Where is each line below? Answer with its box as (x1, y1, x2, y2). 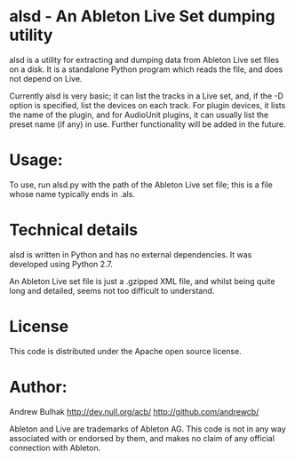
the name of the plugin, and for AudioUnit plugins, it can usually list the (9, 109, 269, 120)
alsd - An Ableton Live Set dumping (9, 6, 275, 27)
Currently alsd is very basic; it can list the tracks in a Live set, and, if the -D (9, 91, 284, 101)
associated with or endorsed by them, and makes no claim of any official (9, 432, 275, 443)
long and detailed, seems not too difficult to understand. (9, 285, 215, 296)
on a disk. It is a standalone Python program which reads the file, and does (9, 64, 283, 75)
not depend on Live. (9, 73, 83, 83)
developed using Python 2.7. (9, 258, 114, 269)
